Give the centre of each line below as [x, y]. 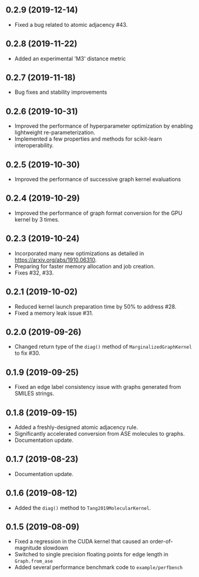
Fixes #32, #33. [34, 273]
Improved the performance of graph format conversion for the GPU [98, 213]
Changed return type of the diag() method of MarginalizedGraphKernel [103, 347]
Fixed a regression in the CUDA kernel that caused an [81, 542]
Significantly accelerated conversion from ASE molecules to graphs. [99, 433]
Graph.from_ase [34, 561]
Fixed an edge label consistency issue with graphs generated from [98, 387]
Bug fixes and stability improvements [61, 92]
